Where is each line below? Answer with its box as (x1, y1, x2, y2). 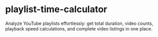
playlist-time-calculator (5, 4, 107, 15)
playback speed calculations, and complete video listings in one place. (5, 25, 153, 31)
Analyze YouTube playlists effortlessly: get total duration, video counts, (5, 20, 153, 26)
